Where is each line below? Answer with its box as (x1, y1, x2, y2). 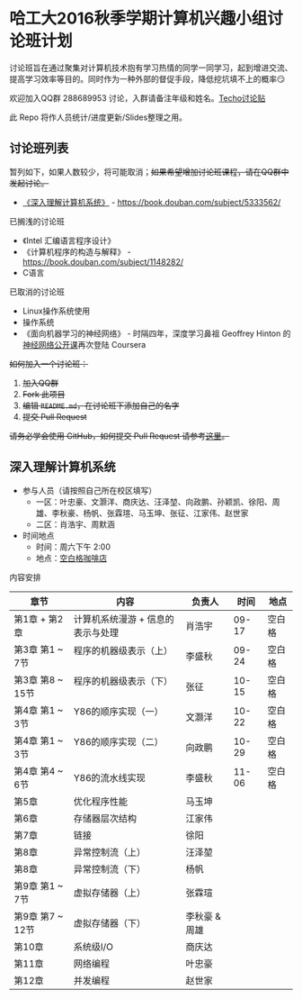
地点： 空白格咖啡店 (35, 552, 108, 563)
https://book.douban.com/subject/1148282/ (22, 256, 184, 267)
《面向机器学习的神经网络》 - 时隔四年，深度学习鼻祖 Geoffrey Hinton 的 (22, 328, 291, 339)
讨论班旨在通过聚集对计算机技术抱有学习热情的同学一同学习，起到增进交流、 (9, 62, 293, 73)
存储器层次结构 (73, 812, 138, 824)
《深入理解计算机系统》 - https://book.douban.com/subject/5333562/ (22, 196, 281, 207)
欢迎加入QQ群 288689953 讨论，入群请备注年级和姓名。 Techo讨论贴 (9, 92, 266, 104)
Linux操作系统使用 (22, 305, 91, 316)
